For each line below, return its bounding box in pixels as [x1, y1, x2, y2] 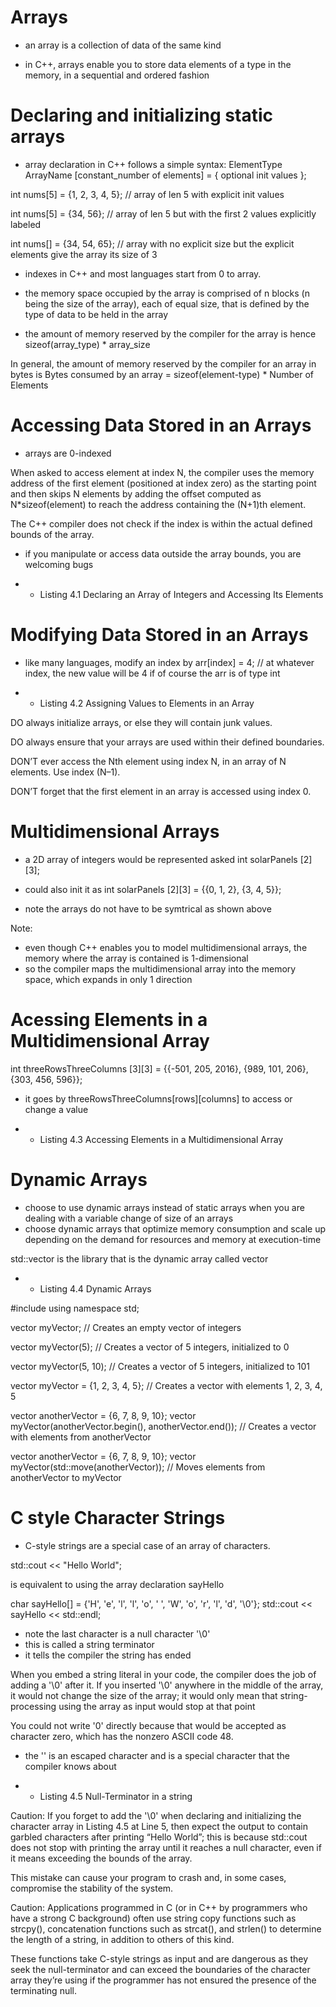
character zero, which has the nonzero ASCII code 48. [10, 1730, 234, 1742]
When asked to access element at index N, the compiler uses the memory [10, 466, 315, 478]
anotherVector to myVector [10, 1471, 122, 1483]
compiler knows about [24, 1760, 117, 1772]
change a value [24, 1103, 89, 1115]
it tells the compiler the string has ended [24, 1649, 192, 1661]
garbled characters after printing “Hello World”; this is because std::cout [10, 1831, 308, 1843]
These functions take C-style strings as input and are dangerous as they [10, 1952, 309, 1965]
